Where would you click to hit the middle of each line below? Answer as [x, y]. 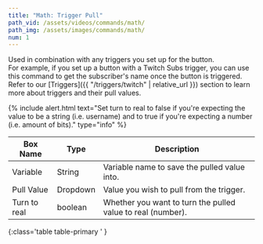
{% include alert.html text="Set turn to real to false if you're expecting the [127, 108]
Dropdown [76, 190]
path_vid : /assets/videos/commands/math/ [77, 23]
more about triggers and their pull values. [75, 93]
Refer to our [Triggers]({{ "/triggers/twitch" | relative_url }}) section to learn [129, 85]
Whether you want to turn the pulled [169, 202]
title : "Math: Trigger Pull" [56, 15]
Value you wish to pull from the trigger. [174, 190]
